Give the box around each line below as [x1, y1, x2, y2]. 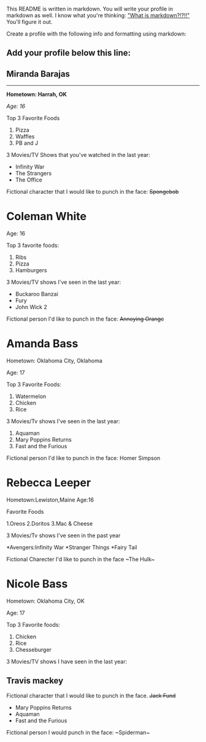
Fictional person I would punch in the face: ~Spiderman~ [6, 729, 150, 736]
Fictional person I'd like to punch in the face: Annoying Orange [6, 315, 164, 323]
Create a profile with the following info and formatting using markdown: [6, 30, 187, 37]
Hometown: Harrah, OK [6, 91, 67, 98]
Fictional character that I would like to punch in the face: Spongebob [6, 188, 179, 196]
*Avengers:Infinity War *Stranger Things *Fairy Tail [6, 544, 137, 551]
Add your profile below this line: [6, 48, 131, 58]
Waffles [15, 133, 35, 140]
